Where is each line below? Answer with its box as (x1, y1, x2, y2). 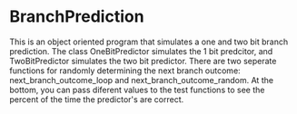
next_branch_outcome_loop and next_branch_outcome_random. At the (9, 74, 274, 85)
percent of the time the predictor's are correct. (9, 93, 184, 105)
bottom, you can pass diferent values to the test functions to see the (9, 84, 265, 95)
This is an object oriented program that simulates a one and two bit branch (9, 36, 289, 47)
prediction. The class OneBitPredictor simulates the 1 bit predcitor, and (9, 45, 273, 56)
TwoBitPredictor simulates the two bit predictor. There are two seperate (9, 55, 277, 66)
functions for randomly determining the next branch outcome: (9, 65, 241, 76)
